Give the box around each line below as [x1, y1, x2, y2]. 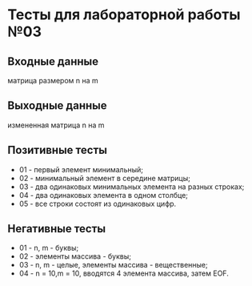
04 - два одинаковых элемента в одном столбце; [18, 190, 189, 199]
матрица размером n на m [7, 76, 99, 85]
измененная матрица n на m [7, 120, 105, 130]
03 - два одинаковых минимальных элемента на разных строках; [18, 182, 245, 191]
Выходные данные [7, 99, 107, 113]
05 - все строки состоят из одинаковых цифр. [18, 199, 177, 208]
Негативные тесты [7, 222, 106, 236]
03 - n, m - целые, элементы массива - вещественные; [18, 260, 209, 270]
